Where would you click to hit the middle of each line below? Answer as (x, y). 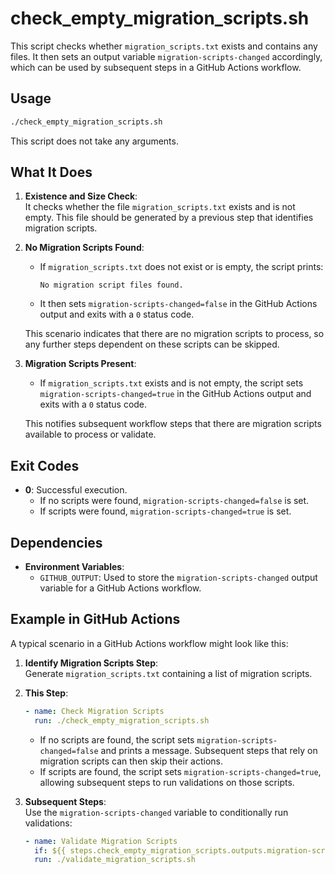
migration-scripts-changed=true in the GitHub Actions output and (175, 394)
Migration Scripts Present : (80, 364)
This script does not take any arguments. (94, 141)
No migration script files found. (111, 285)
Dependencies (56, 542)
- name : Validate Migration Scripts (101, 841)
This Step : (46, 693)
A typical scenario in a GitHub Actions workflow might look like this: (149, 643)
